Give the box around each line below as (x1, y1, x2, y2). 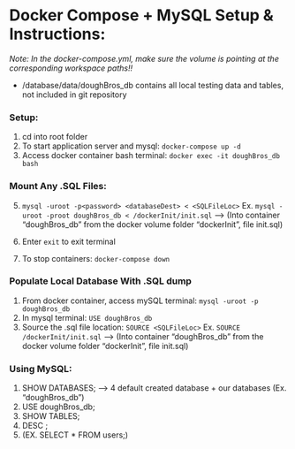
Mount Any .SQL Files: (9, 180, 108, 193)
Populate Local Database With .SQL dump (9, 275, 193, 287)
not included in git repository (21, 89, 127, 100)
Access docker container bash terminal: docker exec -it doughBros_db (21, 150, 281, 161)
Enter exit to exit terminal (21, 236, 117, 247)
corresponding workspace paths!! (9, 63, 133, 73)
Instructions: (9, 24, 106, 44)
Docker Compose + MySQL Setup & (9, 5, 274, 26)
